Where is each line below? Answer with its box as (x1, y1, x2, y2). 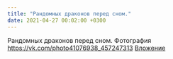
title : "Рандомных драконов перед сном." (7, 10, 132, 18)
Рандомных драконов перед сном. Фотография (7, 36, 152, 44)
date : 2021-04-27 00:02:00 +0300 (7, 17, 106, 24)
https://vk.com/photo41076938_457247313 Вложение (7, 44, 166, 52)
